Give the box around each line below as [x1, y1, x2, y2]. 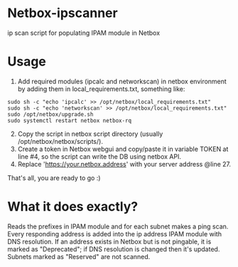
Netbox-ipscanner [7, 5, 119, 21]
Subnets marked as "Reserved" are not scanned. [7, 252, 151, 261]
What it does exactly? [7, 199, 139, 215]
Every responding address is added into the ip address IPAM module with [7, 229, 222, 238]
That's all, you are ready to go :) [7, 173, 101, 182]
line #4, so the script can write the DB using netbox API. [17, 152, 181, 161]
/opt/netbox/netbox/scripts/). [17, 137, 103, 145]
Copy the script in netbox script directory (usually [17, 130, 163, 138]
